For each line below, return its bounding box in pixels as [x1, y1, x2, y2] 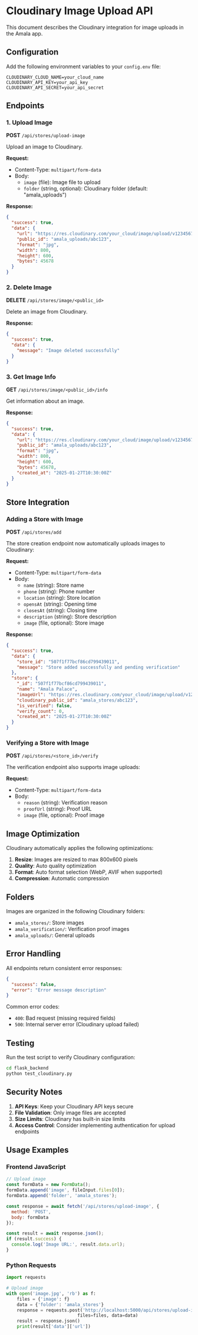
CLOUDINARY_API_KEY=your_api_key [6, 79, 88, 85]
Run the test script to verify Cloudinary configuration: [6, 1054, 136, 1061]
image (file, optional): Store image [23, 619, 104, 626]
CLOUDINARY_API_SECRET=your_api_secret [6, 85, 104, 90]
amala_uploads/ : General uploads [14, 932, 95, 939]
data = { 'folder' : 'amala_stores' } [16, 1301, 104, 1308]
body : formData [11, 1214, 49, 1220]
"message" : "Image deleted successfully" [16, 347, 120, 353]
